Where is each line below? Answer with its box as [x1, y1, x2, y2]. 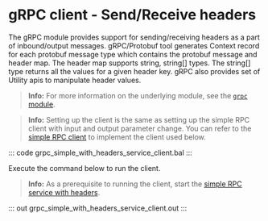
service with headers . [27, 187, 101, 197]
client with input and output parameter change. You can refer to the [27, 123, 252, 133]
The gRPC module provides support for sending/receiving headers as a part [8, 32, 260, 42]
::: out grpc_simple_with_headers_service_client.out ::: [8, 203, 188, 213]
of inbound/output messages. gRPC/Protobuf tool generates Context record [8, 40, 260, 50]
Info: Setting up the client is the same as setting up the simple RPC [27, 115, 250, 124]
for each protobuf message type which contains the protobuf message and [8, 49, 258, 59]
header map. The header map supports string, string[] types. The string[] [8, 58, 251, 68]
